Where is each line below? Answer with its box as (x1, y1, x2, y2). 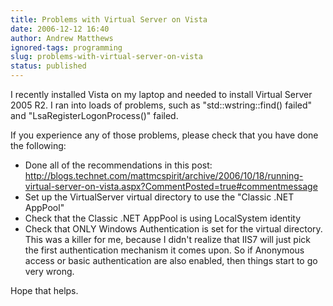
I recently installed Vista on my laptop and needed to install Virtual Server (10, 89, 313, 100)
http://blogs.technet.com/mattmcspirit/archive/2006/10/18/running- (24, 170, 304, 181)
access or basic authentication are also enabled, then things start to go (24, 255, 318, 266)
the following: (10, 140, 67, 151)
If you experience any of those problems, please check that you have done (10, 129, 319, 141)
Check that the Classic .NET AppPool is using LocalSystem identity (24, 212, 302, 224)
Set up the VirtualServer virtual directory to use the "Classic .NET (24, 191, 295, 203)
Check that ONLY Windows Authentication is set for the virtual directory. (24, 223, 323, 235)
